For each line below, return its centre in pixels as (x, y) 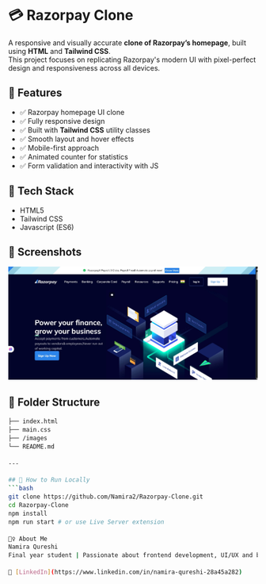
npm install (28, 513)
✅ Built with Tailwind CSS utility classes (85, 130)
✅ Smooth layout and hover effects (77, 139)
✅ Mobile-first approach (59, 148)
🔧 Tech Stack (41, 191)
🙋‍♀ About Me (28, 539)
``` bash (21, 489)
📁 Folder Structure (54, 402)
